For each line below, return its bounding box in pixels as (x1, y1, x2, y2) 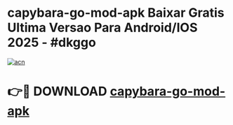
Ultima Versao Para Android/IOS (7, 20, 198, 36)
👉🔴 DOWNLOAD (7, 84, 107, 99)
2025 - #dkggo (7, 35, 96, 50)
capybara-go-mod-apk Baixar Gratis (7, 5, 225, 21)
